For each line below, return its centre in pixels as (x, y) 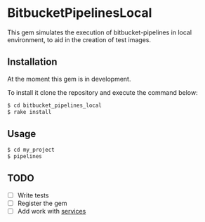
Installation (32, 62)
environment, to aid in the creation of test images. (79, 39)
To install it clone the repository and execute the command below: (102, 92)
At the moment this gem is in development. (69, 79)
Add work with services (52, 211)
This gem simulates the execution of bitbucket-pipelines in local (99, 32)
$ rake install (29, 112)
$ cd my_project (31, 150)
